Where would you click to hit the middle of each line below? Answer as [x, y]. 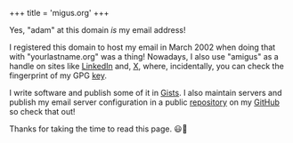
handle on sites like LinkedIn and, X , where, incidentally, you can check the [147, 66]
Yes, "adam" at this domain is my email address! [98, 30]
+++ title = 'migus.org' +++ [59, 13]
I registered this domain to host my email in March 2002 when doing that [142, 47]
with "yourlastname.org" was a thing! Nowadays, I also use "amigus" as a [144, 56]
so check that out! [42, 111]
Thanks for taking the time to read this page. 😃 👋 [98, 129]
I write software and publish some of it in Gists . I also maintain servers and [146, 93]
